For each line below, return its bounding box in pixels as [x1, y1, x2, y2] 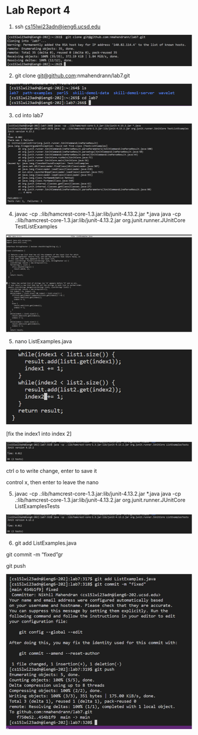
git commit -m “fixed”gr [6, 551, 63, 558]
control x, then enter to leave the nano [6, 478, 99, 486]
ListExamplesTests [14, 502, 60, 509]
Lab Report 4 [6, 4, 71, 17]
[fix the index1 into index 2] [6, 430, 72, 437]
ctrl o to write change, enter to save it [6, 467, 97, 474]
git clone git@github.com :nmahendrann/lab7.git [14, 72, 130, 79]
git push [6, 562, 27, 570]
